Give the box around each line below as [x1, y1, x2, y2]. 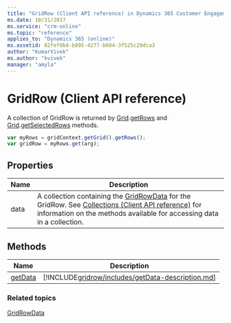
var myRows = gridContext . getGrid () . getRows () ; [7, 134, 146, 141]
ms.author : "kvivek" [7, 55, 67, 62]
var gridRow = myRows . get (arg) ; [7, 140, 100, 148]
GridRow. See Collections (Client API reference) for [36, 200, 202, 210]
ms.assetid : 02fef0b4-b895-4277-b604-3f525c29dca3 [7, 42, 155, 49]
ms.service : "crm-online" [7, 23, 81, 30]
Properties [7, 159, 54, 171]
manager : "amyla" [7, 61, 57, 68]
